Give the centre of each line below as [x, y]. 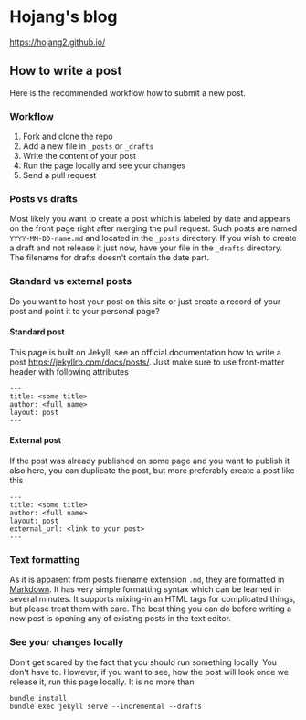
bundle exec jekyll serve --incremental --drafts [106, 706]
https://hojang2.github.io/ [58, 42]
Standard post [37, 332]
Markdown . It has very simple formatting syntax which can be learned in [145, 589]
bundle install [38, 698]
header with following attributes [69, 371]
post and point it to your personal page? [84, 311]
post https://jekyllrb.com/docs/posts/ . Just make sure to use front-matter [147, 362]
